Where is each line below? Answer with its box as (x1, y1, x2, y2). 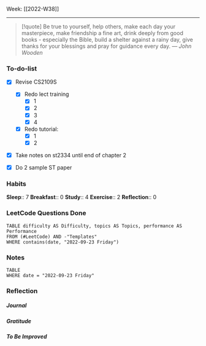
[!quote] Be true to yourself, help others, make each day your (21, 23, 176, 30)
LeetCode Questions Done (6, 209, 87, 218)
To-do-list (6, 64, 37, 73)
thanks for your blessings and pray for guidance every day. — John (21, 42, 192, 50)
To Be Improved (6, 333, 47, 340)
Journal (6, 302, 27, 309)
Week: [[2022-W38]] (6, 6, 59, 12)
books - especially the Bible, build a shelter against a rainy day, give (21, 36, 193, 43)
